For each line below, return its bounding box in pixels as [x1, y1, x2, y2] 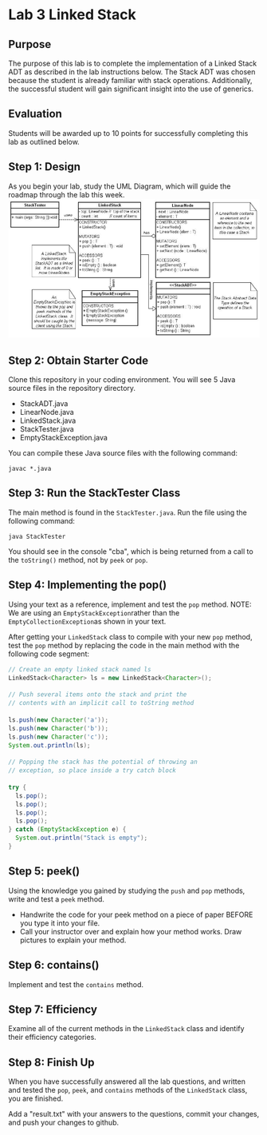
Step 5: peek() [8, 865, 80, 878]
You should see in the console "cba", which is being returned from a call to [8, 546, 253, 556]
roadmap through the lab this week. [8, 189, 125, 199]
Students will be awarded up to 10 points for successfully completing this [8, 128, 249, 137]
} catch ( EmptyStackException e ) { [8, 826, 127, 834]
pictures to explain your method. [19, 935, 127, 945]
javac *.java [8, 465, 52, 473]
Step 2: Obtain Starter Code [8, 353, 149, 367]
